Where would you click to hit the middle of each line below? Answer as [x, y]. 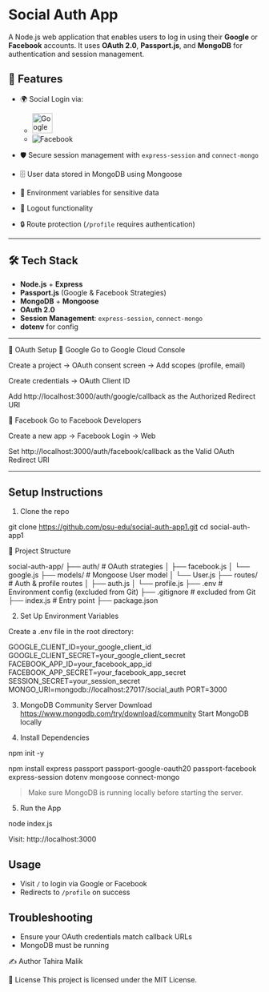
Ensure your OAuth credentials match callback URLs [106, 937]
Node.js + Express [51, 284]
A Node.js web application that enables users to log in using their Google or [133, 37]
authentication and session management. [76, 54]
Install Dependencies [54, 737]
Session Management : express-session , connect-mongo [111, 318]
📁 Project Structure [40, 551]
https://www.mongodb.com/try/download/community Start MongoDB [134, 713]
